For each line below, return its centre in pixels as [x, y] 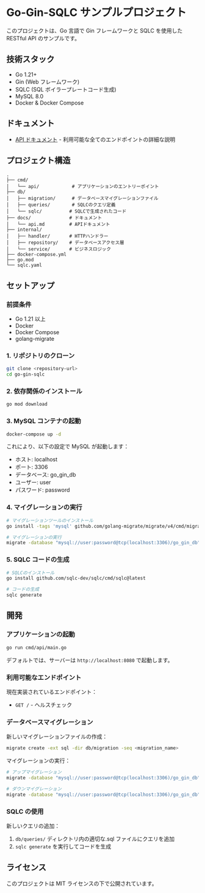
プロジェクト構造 [38, 160]
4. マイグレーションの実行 [44, 508]
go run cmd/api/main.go [37, 647]
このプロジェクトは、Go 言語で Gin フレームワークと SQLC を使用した [95, 31]
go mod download [27, 404]
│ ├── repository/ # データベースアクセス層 [65, 243]
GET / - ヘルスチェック [43, 705]
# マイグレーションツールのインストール [50, 520]
